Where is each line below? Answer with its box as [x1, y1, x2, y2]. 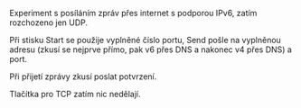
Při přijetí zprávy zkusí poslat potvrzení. [9, 71, 157, 82]
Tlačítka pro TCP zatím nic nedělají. [9, 89, 142, 99]
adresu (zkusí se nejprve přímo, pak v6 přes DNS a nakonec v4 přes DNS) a [9, 44, 292, 55]
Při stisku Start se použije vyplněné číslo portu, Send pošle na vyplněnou [9, 35, 282, 45]
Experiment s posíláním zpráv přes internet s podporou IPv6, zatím [9, 8, 258, 18]
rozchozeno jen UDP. [9, 17, 89, 28]
